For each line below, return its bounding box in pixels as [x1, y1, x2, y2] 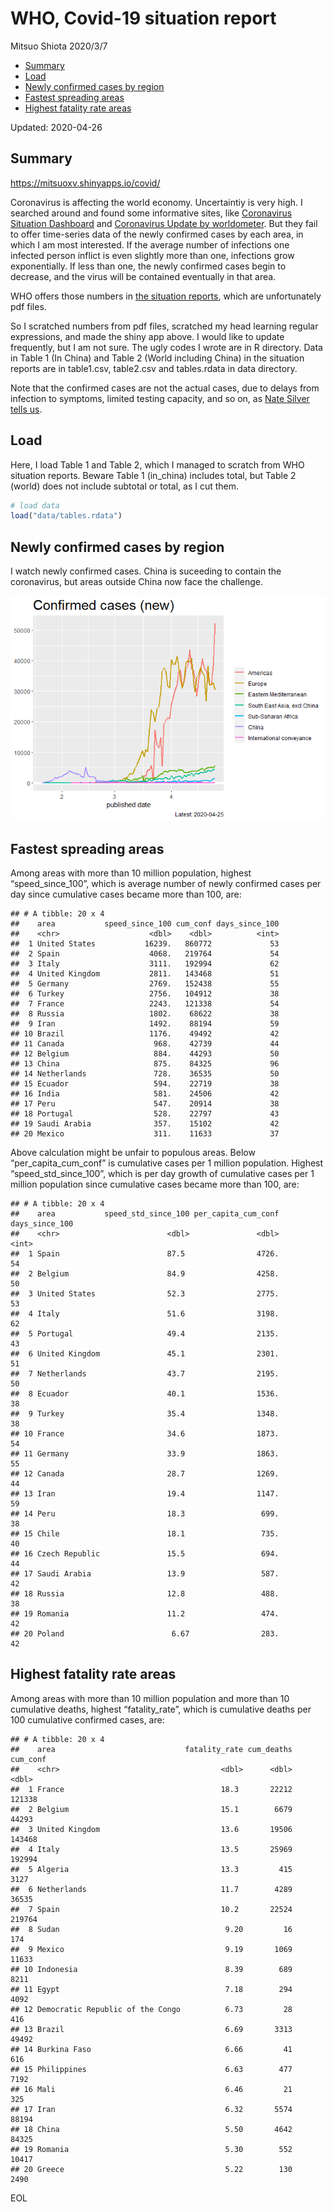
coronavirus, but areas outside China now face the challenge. [10, 576, 264, 588]
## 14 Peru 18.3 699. [10, 1508, 280, 1519]
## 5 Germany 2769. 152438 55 [10, 978, 280, 989]
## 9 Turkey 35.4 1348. [10, 1408, 280, 1419]
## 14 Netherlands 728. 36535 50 [10, 1068, 280, 1079]
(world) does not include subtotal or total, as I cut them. [10, 480, 240, 492]
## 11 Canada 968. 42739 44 [10, 1038, 280, 1049]
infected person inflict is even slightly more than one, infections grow [10, 249, 295, 261]
